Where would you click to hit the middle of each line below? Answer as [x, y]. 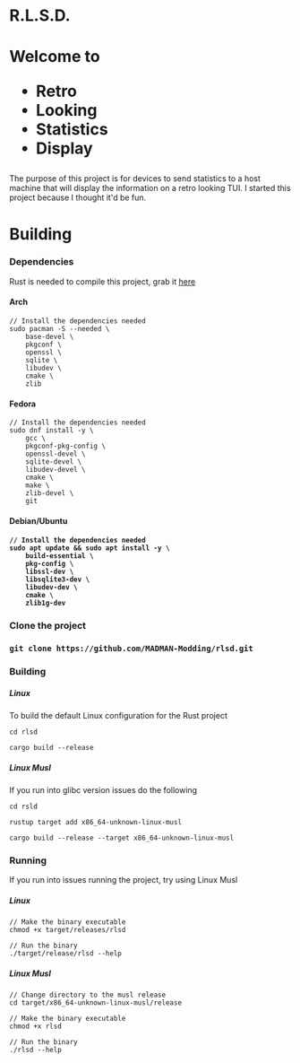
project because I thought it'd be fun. [78, 197]
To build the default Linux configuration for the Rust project [119, 716]
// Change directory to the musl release [88, 995]
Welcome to [55, 57]
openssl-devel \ [56, 454]
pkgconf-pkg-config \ [65, 446]
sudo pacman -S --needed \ [60, 329]
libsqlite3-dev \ [58, 579]
